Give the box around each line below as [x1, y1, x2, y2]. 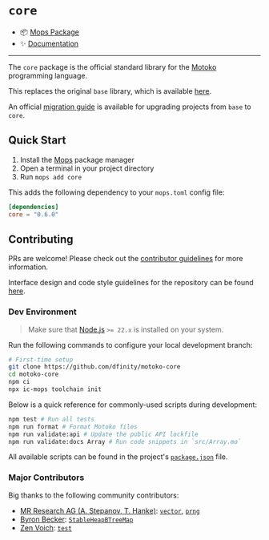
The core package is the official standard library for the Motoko [8, 62, 217, 71]
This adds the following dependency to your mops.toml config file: [8, 187, 225, 197]
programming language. [8, 71, 88, 80]
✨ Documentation [19, 38, 78, 48]
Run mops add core [19, 171, 82, 181]
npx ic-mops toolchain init [8, 385, 102, 393]
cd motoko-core [8, 370, 59, 379]
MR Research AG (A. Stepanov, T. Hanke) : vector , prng [19, 506, 200, 515]
